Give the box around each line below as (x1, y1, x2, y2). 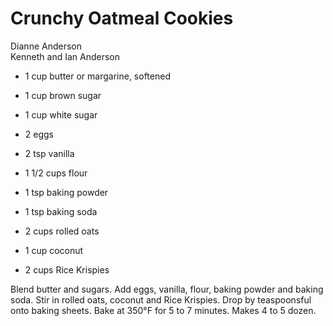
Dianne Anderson (10, 40, 82, 52)
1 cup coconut (24, 244, 84, 256)
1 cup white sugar (24, 108, 98, 121)
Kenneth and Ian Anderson (10, 50, 120, 62)
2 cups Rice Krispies (24, 263, 110, 276)
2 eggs (24, 128, 54, 140)
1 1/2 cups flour (24, 167, 88, 179)
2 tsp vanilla (24, 147, 75, 159)
